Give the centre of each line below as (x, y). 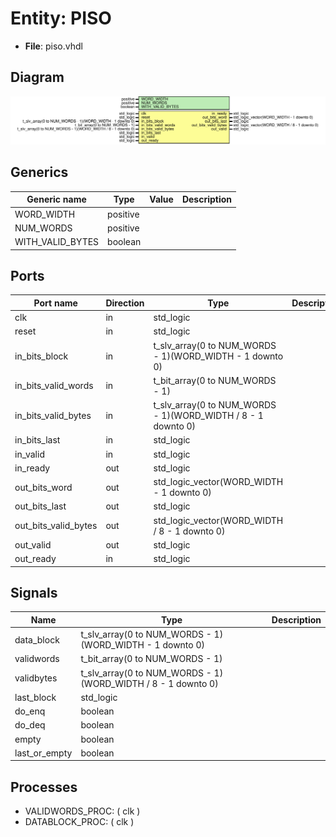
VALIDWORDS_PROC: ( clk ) (82, 811)
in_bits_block (41, 356)
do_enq (30, 711)
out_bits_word (43, 487)
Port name (55, 303)
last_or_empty (43, 753)
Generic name (56, 199)
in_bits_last (37, 440)
